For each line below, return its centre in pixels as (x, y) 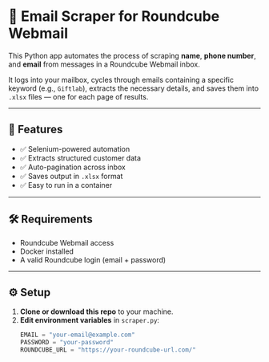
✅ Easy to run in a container (66, 185)
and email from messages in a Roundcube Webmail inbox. (104, 64)
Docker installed (47, 251)
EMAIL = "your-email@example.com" (77, 335)
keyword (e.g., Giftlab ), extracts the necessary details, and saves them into (133, 88)
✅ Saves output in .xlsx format (71, 176)
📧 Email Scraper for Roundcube (114, 16)
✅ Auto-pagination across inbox (73, 167)
